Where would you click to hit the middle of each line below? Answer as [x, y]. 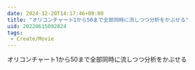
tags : [15, 33]
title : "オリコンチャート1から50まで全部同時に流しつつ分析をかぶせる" [98, 20]
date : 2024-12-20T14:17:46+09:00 [56, 13]
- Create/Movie [32, 39]
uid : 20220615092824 [37, 26]
